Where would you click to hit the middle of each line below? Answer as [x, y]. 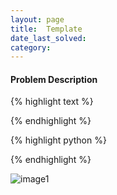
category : [31, 47]
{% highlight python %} [58, 140]
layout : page [37, 19]
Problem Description [54, 79]
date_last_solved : [48, 38]
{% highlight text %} [52, 102]
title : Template [46, 29]
